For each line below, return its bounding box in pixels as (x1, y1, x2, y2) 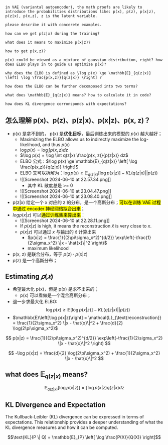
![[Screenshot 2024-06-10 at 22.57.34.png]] (20, 176, 111, 182)
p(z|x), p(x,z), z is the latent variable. (5, 14, 98, 19)
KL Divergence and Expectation (5, 400, 106, 409)
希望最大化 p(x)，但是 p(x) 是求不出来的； (12, 286, 99, 292)
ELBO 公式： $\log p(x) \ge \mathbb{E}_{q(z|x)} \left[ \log (20, 158, 137, 164)
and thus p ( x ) (42, 141, 70, 148)
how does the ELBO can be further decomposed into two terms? (5, 84, 138, 89)
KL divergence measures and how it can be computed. (5, 424, 118, 430)
